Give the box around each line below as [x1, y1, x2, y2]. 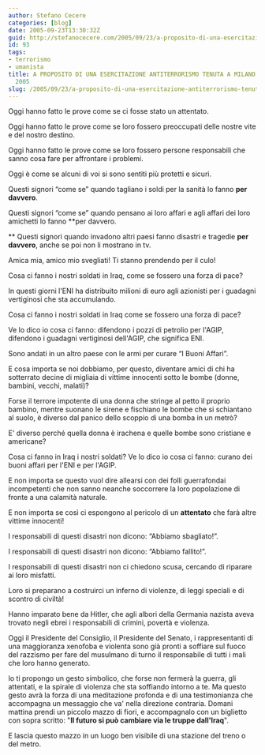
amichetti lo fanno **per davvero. [8, 216, 117, 226]
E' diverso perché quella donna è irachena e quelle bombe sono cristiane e [8, 428, 252, 438]
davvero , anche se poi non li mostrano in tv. [8, 240, 151, 250]
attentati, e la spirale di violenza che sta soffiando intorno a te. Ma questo [8, 682, 247, 692]
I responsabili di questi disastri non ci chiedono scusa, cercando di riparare [8, 562, 252, 572]
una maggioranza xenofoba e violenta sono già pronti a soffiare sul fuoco [8, 641, 246, 652]
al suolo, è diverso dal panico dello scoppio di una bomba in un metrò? [8, 413, 238, 423]
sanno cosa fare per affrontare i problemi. [8, 154, 144, 163]
